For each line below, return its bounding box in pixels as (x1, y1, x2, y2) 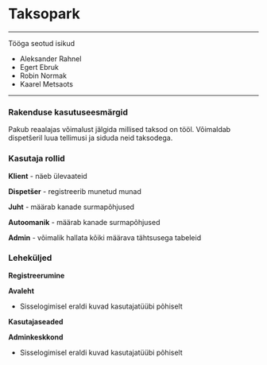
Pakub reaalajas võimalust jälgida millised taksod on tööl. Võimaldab (8, 125, 231, 134)
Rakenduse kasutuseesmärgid (8, 107, 129, 118)
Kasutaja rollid (8, 153, 65, 164)
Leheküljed (8, 252, 52, 263)
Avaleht (8, 285, 34, 295)
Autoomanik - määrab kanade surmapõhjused (8, 217, 161, 227)
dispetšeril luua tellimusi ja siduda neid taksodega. (8, 133, 173, 143)
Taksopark (8, 5, 81, 23)
